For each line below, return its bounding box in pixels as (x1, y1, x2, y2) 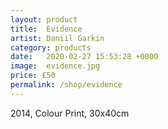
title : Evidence (10, 24, 83, 34)
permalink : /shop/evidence (10, 80, 123, 90)
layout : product (10, 14, 78, 25)
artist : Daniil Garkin (10, 33, 105, 43)
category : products (10, 42, 92, 53)
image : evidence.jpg (10, 61, 101, 71)
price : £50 (10, 71, 56, 81)
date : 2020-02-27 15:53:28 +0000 (10, 52, 159, 62)
